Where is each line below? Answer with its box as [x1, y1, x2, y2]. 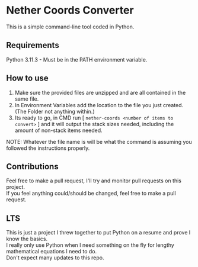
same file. [14, 95, 39, 102]
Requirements [6, 40, 59, 50]
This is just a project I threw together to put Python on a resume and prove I [6, 229, 191, 236]
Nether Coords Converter [6, 4, 135, 17]
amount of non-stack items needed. [14, 127, 103, 134]
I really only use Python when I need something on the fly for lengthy [6, 242, 175, 249]
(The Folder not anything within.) [14, 108, 95, 115]
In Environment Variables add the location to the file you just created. [14, 101, 184, 108]
